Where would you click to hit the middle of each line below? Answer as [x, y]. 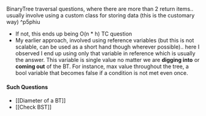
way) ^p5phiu [24, 22]
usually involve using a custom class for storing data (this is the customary [101, 15]
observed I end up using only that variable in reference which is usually [105, 53]
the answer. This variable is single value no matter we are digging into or [107, 60]
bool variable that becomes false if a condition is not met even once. [101, 73]
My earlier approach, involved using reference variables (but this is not [105, 40]
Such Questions [27, 87]
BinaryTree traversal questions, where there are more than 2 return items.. [100, 9]
